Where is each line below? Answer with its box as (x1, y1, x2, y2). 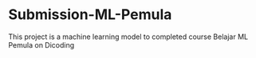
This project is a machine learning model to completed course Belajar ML (8, 32, 249, 41)
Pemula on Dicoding (8, 40, 75, 49)
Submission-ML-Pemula (8, 6, 172, 24)
